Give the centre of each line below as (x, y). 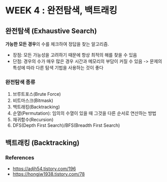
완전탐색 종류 (20, 82)
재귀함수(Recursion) (33, 120)
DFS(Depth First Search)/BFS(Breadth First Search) (66, 125)
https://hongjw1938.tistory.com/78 (49, 174)
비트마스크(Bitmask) (33, 100)
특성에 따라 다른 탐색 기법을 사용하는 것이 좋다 (58, 68)
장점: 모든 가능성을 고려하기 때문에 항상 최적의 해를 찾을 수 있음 (75, 55)
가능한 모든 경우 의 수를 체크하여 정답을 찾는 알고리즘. (57, 44)
